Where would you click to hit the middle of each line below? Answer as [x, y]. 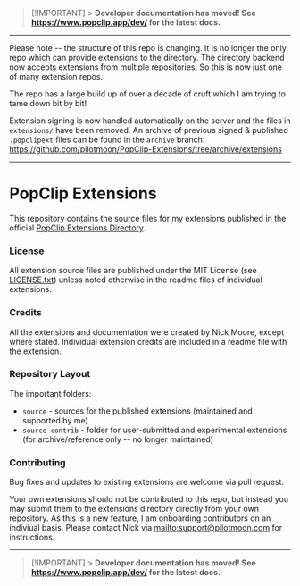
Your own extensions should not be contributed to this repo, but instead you [149, 499]
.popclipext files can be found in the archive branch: [107, 139]
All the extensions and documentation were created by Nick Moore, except [146, 332]
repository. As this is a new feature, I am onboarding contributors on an [140, 518]
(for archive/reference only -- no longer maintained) [118, 439]
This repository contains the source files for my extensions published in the [148, 218]
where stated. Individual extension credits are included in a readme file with [148, 341]
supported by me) [55, 420]
